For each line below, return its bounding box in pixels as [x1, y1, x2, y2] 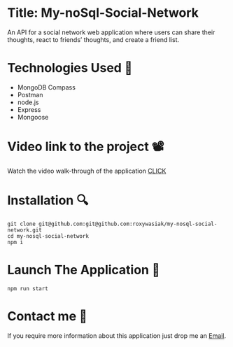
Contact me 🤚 [7, 308, 87, 324]
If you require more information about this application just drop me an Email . [7, 331, 226, 340]
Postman [17, 90, 43, 99]
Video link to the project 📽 [7, 139, 164, 155]
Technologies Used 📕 [7, 60, 133, 76]
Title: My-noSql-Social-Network [7, 5, 199, 21]
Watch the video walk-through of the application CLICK [7, 167, 167, 175]
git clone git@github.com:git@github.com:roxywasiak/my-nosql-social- [7, 220, 218, 227]
